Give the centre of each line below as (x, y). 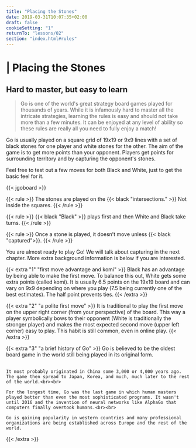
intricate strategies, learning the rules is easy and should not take (99, 116)
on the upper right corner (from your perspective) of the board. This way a (96, 312)
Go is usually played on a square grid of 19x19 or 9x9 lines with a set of (92, 140)
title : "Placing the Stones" (42, 11)
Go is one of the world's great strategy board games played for (96, 104)
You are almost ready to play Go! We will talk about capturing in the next (93, 252)
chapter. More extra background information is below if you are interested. (96, 258)
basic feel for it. (25, 176)
